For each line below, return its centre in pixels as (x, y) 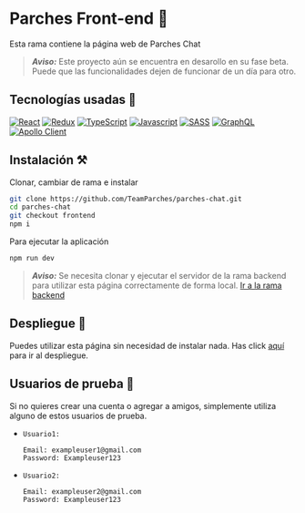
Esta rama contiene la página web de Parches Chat (105, 44)
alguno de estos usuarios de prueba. (78, 416)
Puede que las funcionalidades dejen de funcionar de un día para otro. (164, 71)
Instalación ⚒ (49, 160)
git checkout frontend (52, 216)
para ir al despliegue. (49, 355)
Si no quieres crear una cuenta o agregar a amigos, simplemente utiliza (143, 405)
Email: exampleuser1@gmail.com (82, 450)
